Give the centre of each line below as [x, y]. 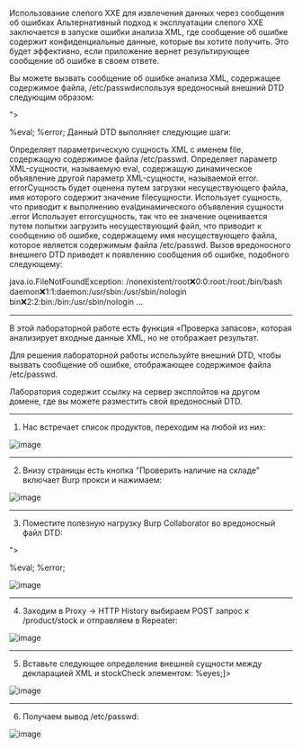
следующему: [36, 264]
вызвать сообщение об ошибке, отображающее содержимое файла [140, 365]
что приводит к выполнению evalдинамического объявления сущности [147, 207]
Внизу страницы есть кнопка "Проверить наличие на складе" [141, 470]
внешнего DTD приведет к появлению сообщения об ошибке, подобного [149, 254]
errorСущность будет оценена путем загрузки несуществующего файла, [149, 187]
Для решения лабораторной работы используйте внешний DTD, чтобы [145, 355]
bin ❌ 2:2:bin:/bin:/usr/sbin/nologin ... [76, 302]
